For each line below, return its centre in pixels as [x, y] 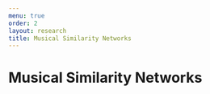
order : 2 [23, 23]
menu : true [27, 16]
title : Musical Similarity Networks [70, 38]
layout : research [38, 31]
